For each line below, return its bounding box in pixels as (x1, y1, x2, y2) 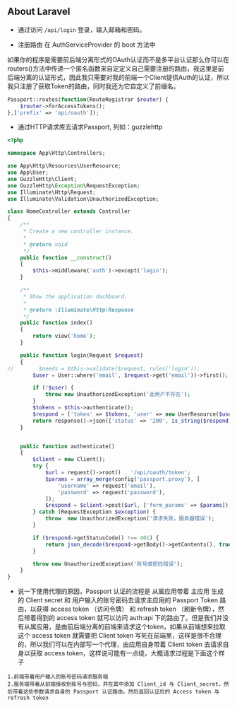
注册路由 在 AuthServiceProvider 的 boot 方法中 (17, 40, 156, 49)
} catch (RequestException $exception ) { (32, 508, 157, 515)
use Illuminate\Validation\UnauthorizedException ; (7, 195, 159, 202)
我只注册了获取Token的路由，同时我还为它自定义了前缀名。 (7, 81, 180, 90)
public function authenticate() (20, 443, 115, 450)
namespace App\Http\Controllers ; (7, 150, 106, 157)
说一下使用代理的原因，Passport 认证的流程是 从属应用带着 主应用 (17, 587, 210, 596)
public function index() (20, 320, 93, 327)
